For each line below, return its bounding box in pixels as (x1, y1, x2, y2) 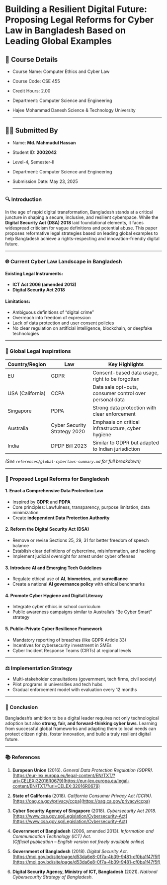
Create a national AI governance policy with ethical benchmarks (12, 581, 145, 587)
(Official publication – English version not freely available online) (12, 839, 145, 845)
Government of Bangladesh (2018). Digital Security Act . (12, 848, 128, 854)
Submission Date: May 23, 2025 (12, 178, 78, 184)
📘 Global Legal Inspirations (5, 348, 71, 355)
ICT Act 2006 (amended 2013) (12, 281, 77, 288)
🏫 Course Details (5, 55, 58, 63)
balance (12, 543, 29, 549)
